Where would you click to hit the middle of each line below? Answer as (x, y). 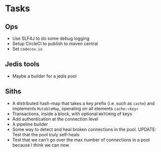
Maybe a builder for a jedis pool (44, 76)
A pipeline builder (30, 124)
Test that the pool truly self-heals (46, 134)
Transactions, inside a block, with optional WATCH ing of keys (72, 114)
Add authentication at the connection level (55, 119)
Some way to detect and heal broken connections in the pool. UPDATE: (84, 129)
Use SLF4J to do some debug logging (51, 38)
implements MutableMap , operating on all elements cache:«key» (75, 108)
